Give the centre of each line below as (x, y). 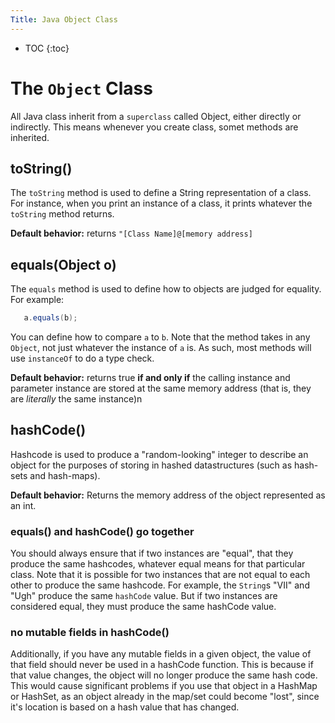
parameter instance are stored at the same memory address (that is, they (161, 388)
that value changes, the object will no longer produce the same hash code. (164, 675)
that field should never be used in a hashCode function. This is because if (162, 665)
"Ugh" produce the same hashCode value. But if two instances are (144, 596)
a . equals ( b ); (50, 318)
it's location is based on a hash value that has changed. (125, 707)
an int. (23, 505)
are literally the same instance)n (76, 399)
